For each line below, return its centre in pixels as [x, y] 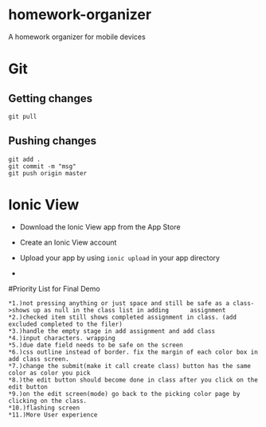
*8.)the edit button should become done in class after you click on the [133, 380]
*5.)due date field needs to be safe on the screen [96, 345]
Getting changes [51, 98]
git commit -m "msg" [43, 166]
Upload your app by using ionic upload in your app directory [120, 257]
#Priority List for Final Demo [55, 288]
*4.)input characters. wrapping [62, 338]
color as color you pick [49, 373]
